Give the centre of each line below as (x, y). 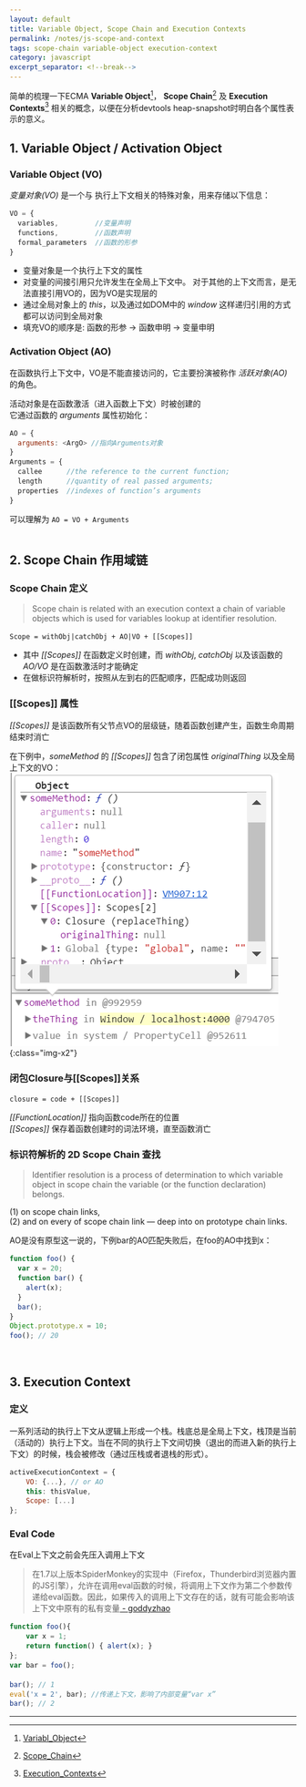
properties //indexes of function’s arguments (110, 491)
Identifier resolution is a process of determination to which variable (158, 1175)
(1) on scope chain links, (55, 1212)
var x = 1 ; (46, 1637)
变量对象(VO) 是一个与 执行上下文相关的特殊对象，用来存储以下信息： (140, 195)
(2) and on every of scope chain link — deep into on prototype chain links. (148, 1222)
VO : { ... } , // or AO (65, 1482)
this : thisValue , (59, 1491)
